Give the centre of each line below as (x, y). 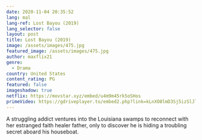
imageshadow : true (29, 91)
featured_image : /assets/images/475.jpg (58, 51)
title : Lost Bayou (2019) (38, 40)
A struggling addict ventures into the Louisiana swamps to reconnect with (97, 119)
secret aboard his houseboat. (43, 132)
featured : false (26, 85)
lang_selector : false (33, 29)
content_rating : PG (31, 79)
